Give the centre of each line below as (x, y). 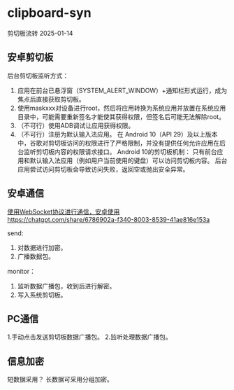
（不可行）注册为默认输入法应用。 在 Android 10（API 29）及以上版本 (117, 134)
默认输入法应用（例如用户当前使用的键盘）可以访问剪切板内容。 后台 (129, 160)
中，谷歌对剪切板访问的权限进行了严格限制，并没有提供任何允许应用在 (118, 143)
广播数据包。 (36, 256)
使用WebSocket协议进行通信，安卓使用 (64, 211)
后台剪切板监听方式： (38, 76)
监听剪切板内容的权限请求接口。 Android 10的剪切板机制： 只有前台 (120, 151)
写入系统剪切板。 (42, 295)
